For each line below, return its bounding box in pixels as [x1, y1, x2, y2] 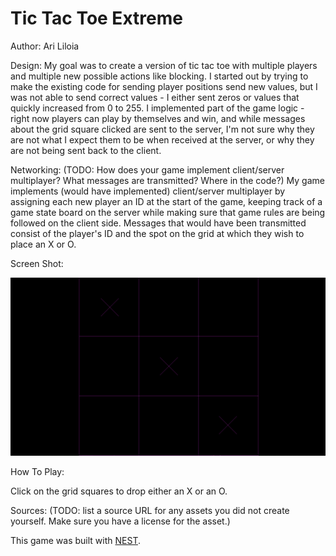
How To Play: [10, 466, 65, 478]
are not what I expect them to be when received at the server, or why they [10, 133, 315, 146]
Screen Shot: [10, 257, 64, 269]
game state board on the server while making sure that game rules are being [10, 206, 326, 218]
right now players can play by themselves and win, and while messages [10, 112, 306, 124]
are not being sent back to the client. [10, 144, 162, 156]
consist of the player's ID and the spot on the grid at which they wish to [10, 227, 305, 239]
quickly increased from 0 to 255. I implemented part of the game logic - [10, 102, 305, 114]
